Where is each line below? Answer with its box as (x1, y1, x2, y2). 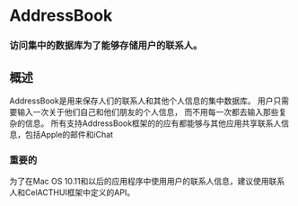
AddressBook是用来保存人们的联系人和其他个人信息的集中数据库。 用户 (9, 95, 274, 106)
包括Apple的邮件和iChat (24, 129, 114, 139)
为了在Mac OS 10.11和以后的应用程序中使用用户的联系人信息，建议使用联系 (9, 176, 285, 187)
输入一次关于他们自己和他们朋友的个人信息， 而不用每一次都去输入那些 (16, 106, 279, 117)
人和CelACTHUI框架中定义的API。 (9, 187, 136, 198)
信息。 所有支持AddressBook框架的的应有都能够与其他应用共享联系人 (24, 118, 282, 129)
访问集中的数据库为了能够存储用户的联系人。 (9, 40, 203, 52)
